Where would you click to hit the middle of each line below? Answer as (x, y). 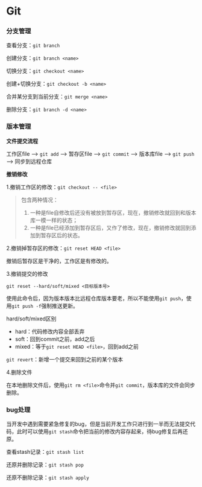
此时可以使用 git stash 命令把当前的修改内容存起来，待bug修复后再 (99, 431)
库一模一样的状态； (54, 220)
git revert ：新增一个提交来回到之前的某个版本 (65, 359)
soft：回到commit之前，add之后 (55, 339)
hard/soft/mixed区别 (31, 319)
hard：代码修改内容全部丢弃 (50, 331)
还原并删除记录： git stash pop (45, 465)
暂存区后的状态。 (62, 235)
